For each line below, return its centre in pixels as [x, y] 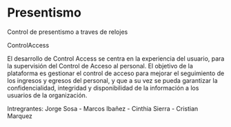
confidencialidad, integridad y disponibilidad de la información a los [103, 88]
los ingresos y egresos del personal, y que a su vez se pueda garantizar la [113, 80]
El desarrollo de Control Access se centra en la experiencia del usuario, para [116, 58]
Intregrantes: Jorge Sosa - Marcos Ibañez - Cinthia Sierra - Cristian [103, 108]
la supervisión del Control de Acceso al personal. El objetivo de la [100, 66]
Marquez [20, 116]
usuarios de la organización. [47, 95]
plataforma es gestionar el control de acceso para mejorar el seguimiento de [116, 73]
